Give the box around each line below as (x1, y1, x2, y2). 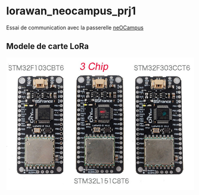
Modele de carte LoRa (6, 41, 89, 51)
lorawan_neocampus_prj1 (6, 4, 136, 18)
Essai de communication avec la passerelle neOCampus (6, 24, 144, 31)
